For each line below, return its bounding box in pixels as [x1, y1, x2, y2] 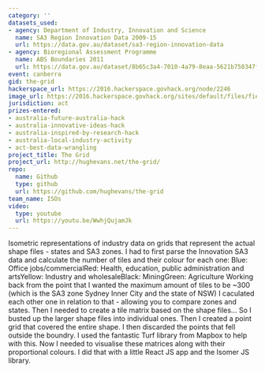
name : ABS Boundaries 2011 [15, 56, 104, 64]
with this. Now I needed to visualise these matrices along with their [8, 339, 226, 349]
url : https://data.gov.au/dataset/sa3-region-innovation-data [15, 41, 224, 49]
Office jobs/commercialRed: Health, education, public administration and [8, 263, 244, 273]
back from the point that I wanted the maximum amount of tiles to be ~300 [8, 281, 251, 290]
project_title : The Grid [8, 151, 90, 159]
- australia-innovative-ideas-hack [8, 121, 125, 129]
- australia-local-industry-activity [8, 136, 132, 144]
